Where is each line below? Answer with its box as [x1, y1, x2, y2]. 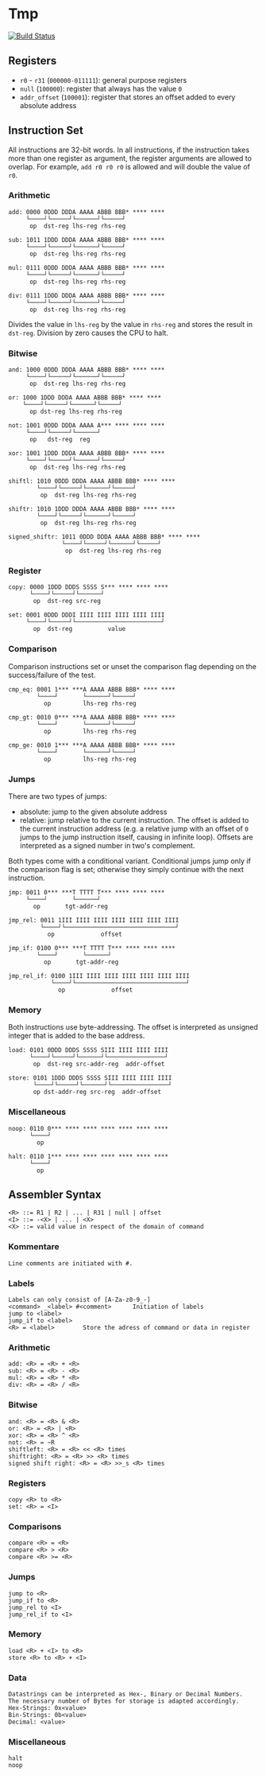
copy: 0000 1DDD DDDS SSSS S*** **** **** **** [8, 583, 169, 591]
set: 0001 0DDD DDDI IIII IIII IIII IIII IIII [8, 611, 165, 619]
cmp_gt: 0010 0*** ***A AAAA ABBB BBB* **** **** [8, 713, 176, 721]
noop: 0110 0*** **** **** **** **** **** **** [8, 1124, 169, 1132]
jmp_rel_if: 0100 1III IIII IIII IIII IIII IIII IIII [8, 972, 191, 980]
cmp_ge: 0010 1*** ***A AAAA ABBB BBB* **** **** [8, 741, 176, 749]
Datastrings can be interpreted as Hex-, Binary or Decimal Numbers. [8, 1690, 244, 1699]
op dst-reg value [33, 625, 126, 633]
